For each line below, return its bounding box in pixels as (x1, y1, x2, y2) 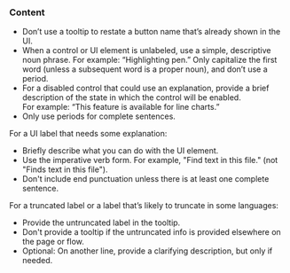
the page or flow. (21, 237, 84, 247)
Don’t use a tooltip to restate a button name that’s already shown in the (21, 27, 281, 37)
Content (9, 6, 46, 19)
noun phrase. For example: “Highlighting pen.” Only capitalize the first (21, 55, 278, 66)
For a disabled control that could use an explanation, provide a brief (21, 82, 270, 94)
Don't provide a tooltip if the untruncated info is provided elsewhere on (21, 227, 281, 238)
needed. (21, 255, 53, 266)
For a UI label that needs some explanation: (9, 129, 168, 139)
